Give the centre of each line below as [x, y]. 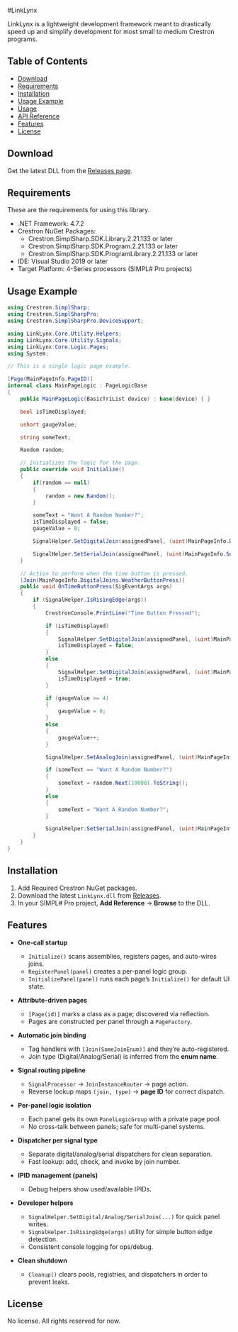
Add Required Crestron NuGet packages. [77, 888]
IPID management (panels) [57, 1175]
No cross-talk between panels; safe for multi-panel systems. [117, 1126]
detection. [43, 1239]
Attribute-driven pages [52, 1000]
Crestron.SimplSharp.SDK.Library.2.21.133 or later [101, 239]
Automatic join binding [52, 1035]
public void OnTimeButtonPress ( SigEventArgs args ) [96, 587]
